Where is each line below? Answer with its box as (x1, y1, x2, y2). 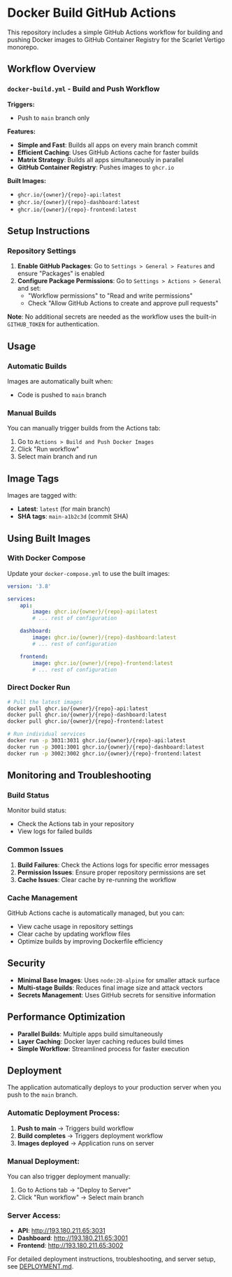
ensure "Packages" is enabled (17, 269, 105, 277)
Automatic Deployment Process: (7, 1108, 120, 1118)
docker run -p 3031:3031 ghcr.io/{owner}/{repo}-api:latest (7, 737, 187, 744)
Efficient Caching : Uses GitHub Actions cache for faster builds (17, 148, 199, 157)
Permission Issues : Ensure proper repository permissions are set (17, 868, 206, 876)
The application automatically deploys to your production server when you (7, 1083, 222, 1092)
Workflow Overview (7, 63, 96, 75)
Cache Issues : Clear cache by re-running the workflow (17, 875, 177, 883)
